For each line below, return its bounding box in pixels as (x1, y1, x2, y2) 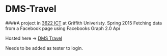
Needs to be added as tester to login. (5, 45, 83, 51)
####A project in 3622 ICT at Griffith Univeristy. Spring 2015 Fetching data (5, 20, 162, 26)
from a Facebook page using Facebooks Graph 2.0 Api (5, 25, 120, 31)
